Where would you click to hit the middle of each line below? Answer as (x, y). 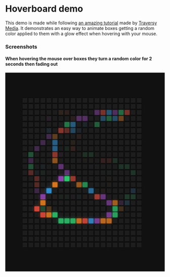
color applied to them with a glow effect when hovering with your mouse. (81, 33)
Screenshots (21, 47)
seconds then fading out (32, 64)
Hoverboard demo (44, 9)
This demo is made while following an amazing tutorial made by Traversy (81, 23)
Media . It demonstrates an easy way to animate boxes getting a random (80, 28)
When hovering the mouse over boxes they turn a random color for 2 (79, 59)
